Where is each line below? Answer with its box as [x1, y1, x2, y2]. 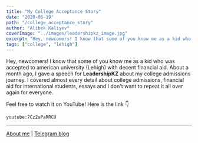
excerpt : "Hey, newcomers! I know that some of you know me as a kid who [6, 36, 192, 42]
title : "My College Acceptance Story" [6, 8, 101, 15]
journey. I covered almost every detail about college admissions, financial [6, 76, 184, 83]
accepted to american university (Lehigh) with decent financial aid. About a [6, 64, 189, 71]
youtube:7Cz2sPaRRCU [6, 114, 57, 120]
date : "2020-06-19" [6, 14, 54, 20]
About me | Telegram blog [6, 130, 70, 137]
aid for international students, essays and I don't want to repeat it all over [6, 82, 183, 89]
